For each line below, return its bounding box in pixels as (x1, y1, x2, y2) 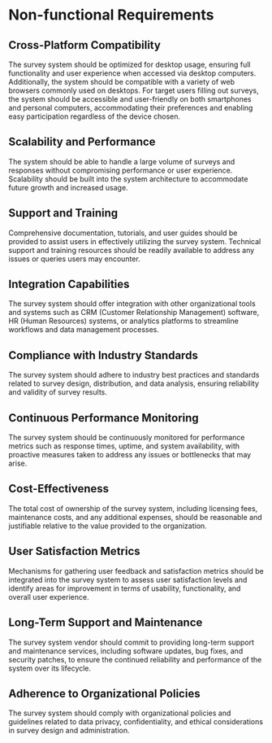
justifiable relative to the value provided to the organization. (8, 521, 207, 531)
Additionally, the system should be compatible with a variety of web (8, 77, 235, 86)
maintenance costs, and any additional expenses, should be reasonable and (8, 512, 262, 522)
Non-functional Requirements (8, 6, 214, 24)
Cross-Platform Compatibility (8, 38, 161, 52)
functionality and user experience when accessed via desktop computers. (8, 68, 257, 78)
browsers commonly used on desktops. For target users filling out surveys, (8, 85, 259, 95)
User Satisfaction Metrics (8, 544, 140, 558)
